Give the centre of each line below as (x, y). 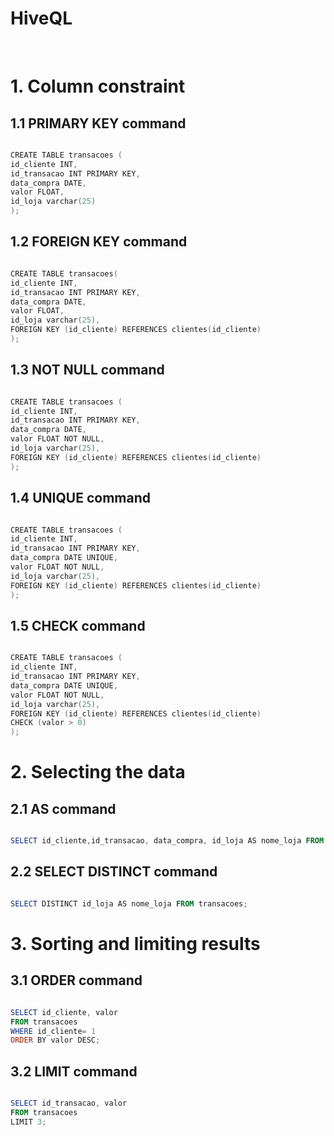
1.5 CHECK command (78, 625)
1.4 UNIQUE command (80, 498)
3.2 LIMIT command (74, 1071)
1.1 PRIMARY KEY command (98, 123)
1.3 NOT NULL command (87, 370)
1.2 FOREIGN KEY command (99, 242)
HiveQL (41, 18)
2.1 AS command (63, 808)
